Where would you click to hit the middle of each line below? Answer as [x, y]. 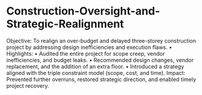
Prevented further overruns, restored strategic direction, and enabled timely [101, 79]
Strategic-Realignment [65, 24]
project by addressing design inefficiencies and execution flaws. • [89, 47]
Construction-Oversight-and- [83, 11]
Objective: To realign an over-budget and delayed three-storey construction [101, 41]
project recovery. [28, 85]
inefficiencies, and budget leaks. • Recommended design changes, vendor [100, 60]
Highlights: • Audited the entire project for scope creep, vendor [86, 53]
